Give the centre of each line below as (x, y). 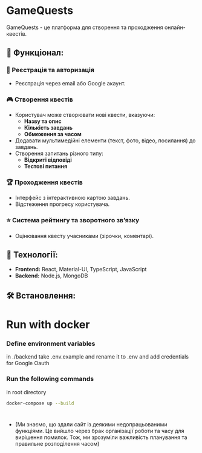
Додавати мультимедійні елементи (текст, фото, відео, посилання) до (105, 141)
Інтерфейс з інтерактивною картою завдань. (72, 198)
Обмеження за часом (53, 134)
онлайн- (175, 27)
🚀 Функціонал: (35, 53)
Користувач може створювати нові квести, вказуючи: (85, 114)
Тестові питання (46, 166)
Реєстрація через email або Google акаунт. (70, 83)
